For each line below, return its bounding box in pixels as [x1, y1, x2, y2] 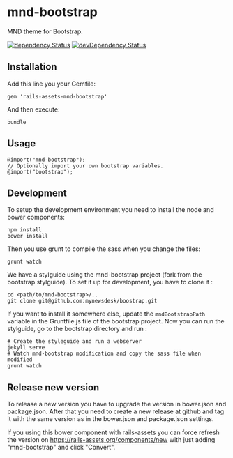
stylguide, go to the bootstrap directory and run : [7, 325, 148, 333]
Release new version [7, 381, 100, 393]
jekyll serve [7, 344, 45, 351]
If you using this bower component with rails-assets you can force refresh [7, 428, 220, 436]
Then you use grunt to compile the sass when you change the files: [7, 245, 201, 253]
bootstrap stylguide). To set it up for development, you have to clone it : [7, 278, 213, 287]
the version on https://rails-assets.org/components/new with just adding [7, 436, 216, 444]
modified [7, 356, 33, 363]
